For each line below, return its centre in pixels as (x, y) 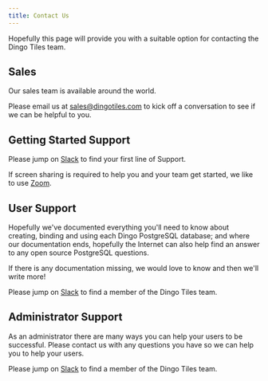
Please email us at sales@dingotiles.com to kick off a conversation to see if (132, 106)
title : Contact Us (39, 16)
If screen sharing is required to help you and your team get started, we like (131, 175)
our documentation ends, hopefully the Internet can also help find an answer (134, 245)
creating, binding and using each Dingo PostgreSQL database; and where (129, 236)
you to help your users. (46, 353)
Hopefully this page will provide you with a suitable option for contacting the (134, 38)
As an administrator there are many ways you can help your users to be (126, 336)
